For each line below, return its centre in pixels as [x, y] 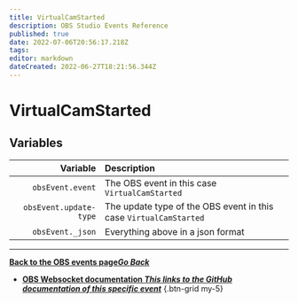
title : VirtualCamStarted [57, 17]
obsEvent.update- [60, 207]
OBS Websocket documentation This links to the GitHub [127, 279]
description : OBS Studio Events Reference [89, 26]
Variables [36, 143]
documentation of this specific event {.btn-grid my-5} [122, 288]
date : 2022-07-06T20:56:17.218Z [69, 42]
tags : [19, 50]
